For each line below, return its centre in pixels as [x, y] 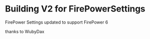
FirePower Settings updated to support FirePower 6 [56, 22]
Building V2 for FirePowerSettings [75, 9]
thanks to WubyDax [25, 31]
